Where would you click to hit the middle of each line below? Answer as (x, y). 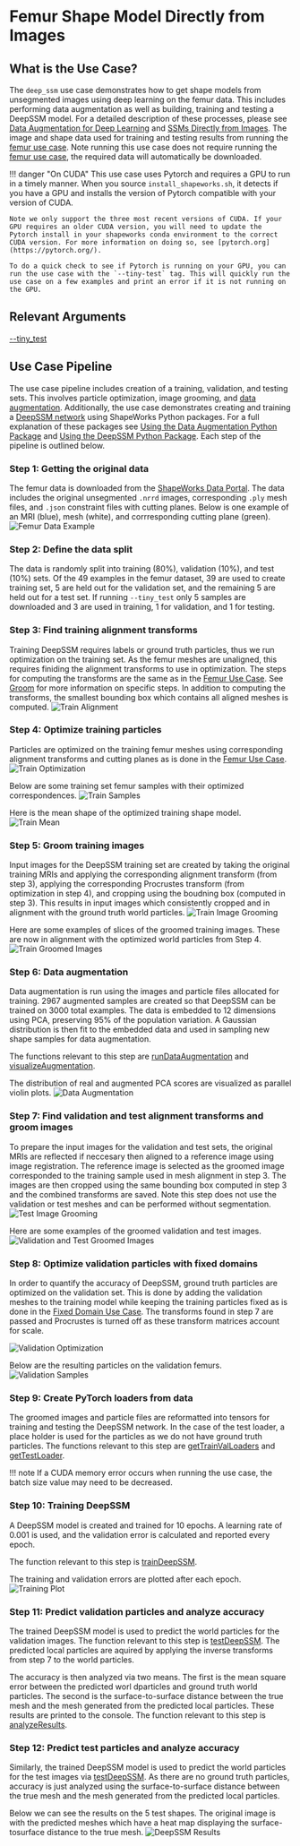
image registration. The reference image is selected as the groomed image (147, 1165)
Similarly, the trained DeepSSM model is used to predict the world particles (148, 1767)
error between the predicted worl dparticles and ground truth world (133, 1687)
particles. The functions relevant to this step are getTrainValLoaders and (142, 1446)
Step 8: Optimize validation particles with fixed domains (133, 1263)
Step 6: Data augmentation (69, 972)
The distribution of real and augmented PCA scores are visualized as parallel (150, 1083)
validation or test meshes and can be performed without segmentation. (140, 1204)
